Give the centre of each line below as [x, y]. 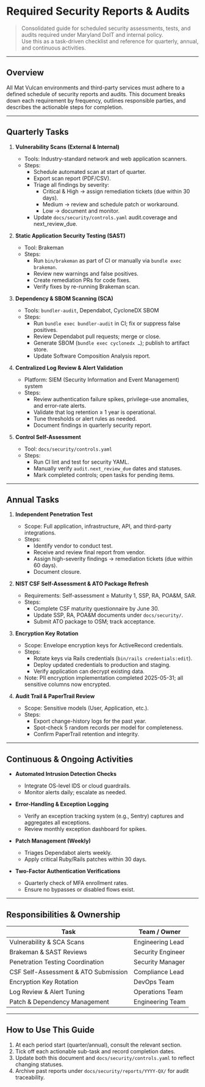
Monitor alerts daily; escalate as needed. [75, 792]
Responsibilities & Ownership [63, 915]
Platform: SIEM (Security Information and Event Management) [102, 379]
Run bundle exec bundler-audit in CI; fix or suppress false [107, 323]
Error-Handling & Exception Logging [62, 804]
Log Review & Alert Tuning [47, 992]
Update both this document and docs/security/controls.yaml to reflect [105, 1058]
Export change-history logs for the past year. [90, 721]
